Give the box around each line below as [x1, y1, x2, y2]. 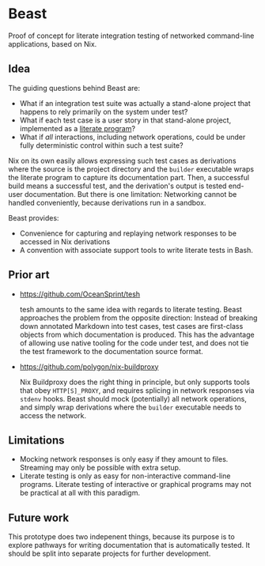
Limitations [8, 433, 65, 447]
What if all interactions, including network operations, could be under [19, 132, 246, 141]
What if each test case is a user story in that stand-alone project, [19, 115, 232, 125]
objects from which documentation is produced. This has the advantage [19, 330, 255, 339]
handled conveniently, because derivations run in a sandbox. [8, 198, 206, 207]
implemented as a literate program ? [19, 123, 136, 133]
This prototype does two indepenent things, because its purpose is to [8, 532, 235, 541]
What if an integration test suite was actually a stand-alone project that [19, 98, 251, 108]
